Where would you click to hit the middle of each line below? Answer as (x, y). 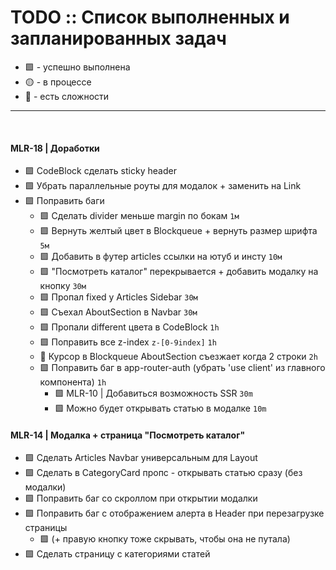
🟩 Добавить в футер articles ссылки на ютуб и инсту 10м (161, 257)
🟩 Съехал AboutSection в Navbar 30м (118, 312)
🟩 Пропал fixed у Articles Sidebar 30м (118, 297)
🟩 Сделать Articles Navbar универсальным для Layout (141, 458)
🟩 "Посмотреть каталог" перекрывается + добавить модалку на (179, 272)
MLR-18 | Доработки (55, 148)
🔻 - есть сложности (67, 96)
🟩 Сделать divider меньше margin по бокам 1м (139, 216)
